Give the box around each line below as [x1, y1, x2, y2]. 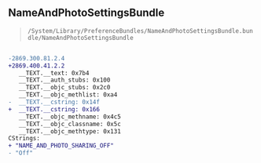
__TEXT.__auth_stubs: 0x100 [18, 76, 111, 85]
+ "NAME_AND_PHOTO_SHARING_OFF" [8, 142, 114, 150]
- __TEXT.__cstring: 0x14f [8, 98, 101, 107]
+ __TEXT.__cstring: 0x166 [8, 105, 101, 113]
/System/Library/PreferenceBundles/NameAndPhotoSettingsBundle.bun [27, 27, 253, 34]
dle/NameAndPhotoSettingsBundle [27, 34, 134, 42]
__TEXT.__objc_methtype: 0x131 [18, 127, 122, 136]
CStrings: [8, 135, 41, 143]
